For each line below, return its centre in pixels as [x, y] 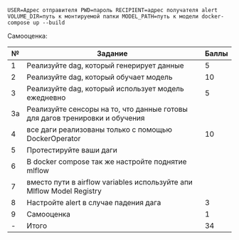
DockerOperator [54, 139]
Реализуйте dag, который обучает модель [100, 77]
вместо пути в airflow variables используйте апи [110, 182]
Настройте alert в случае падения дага [94, 203]
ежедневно [46, 98]
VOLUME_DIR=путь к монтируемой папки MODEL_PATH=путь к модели [103, 16]
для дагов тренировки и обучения [86, 118]
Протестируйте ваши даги [72, 150]
